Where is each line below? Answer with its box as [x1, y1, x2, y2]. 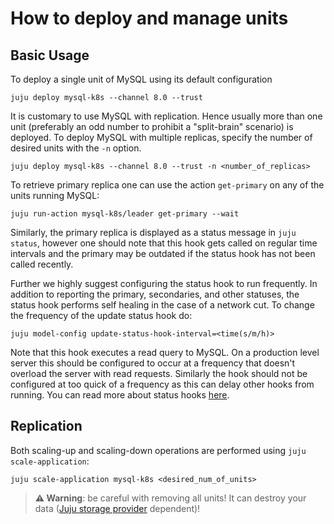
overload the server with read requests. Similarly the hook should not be [10, 368, 308, 379]
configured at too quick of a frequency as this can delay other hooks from [10, 378, 315, 390]
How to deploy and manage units [10, 7, 289, 30]
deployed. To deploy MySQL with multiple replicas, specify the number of [10, 132, 313, 143]
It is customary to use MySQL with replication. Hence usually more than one [10, 110, 323, 122]
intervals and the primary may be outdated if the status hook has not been [10, 248, 316, 259]
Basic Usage [10, 47, 90, 64]
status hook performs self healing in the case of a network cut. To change [10, 299, 315, 311]
